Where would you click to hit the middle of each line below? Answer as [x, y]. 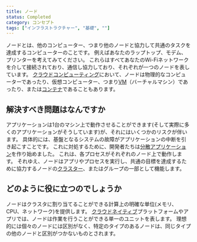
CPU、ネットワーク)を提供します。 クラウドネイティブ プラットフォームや [95, 211]
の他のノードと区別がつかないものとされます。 [62, 233]
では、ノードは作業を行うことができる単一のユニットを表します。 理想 [101, 219]
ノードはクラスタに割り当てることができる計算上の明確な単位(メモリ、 [91, 204]
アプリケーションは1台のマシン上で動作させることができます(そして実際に [95, 125]
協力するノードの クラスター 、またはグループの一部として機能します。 [100, 169]
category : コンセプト [30, 22]
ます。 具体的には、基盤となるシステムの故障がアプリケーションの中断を [94, 139]
